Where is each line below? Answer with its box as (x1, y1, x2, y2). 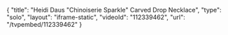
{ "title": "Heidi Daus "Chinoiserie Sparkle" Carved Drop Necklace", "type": (6, 6, 222, 14)
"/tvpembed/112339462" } (6, 21, 83, 28)
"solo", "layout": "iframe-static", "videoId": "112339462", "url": (6, 13, 186, 21)
